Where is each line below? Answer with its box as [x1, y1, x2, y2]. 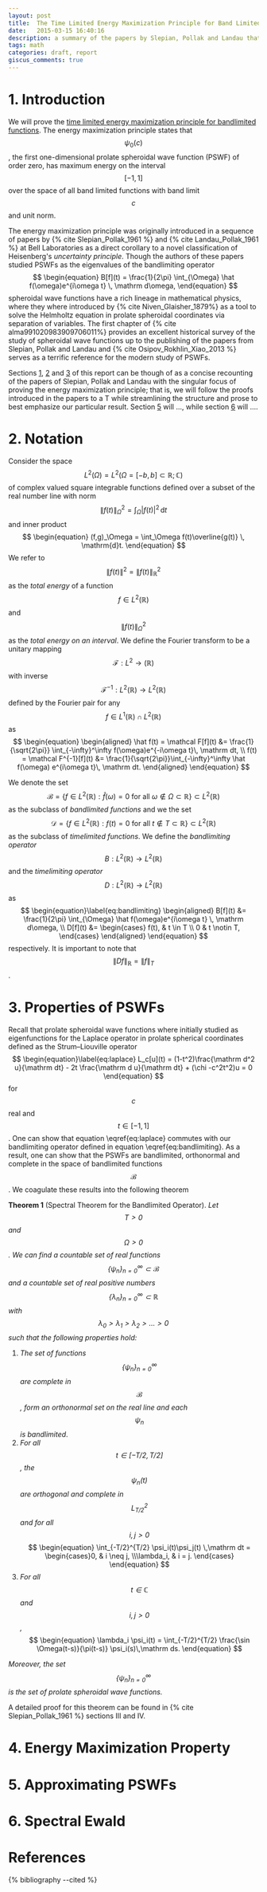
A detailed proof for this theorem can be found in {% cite [8, 1703, 194, 1713]
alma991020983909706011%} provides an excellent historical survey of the [8, 327, 256, 336]
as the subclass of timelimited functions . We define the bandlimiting [8, 831, 230, 841]
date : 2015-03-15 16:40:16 [8, 26, 105, 34]
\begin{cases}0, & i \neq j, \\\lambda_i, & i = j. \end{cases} [44, 1551, 234, 1560]
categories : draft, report [8, 49, 98, 57]
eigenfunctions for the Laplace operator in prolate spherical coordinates [8, 1033, 244, 1043]
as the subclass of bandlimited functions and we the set [8, 804, 192, 814]
